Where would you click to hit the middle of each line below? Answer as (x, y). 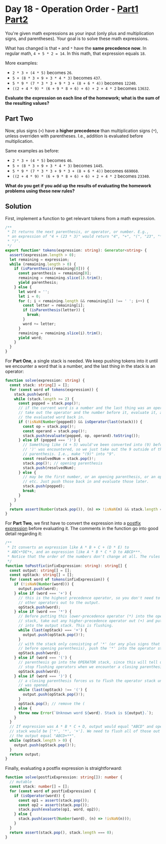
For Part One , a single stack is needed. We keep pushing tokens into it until (82, 361)
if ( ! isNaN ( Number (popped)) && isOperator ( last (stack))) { (80, 422)
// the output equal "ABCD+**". (43, 736)
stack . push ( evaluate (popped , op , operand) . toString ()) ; (82, 436)
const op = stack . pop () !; (50, 426)
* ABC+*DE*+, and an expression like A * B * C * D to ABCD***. (75, 552)
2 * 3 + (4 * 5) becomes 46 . (42, 160)
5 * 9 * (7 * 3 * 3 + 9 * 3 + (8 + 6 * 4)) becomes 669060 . (76, 171)
